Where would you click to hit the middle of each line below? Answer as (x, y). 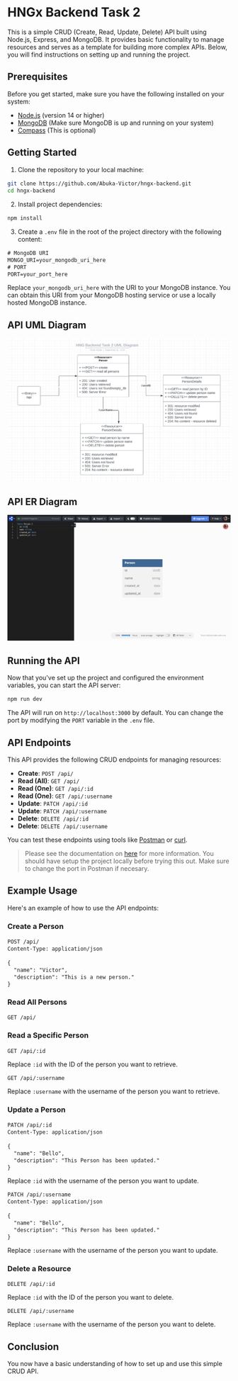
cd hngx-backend (31, 191)
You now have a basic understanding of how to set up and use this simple (115, 1364)
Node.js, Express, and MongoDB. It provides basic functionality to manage (116, 39)
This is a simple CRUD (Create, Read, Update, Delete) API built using (107, 32)
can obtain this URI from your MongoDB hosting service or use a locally (112, 295)
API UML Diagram (47, 325)
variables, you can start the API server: (64, 685)
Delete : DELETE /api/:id (53, 818)
